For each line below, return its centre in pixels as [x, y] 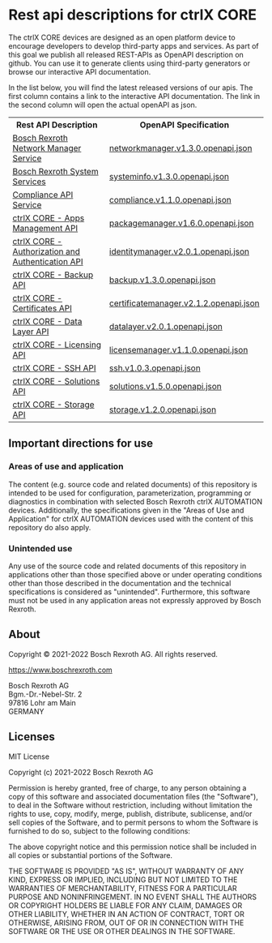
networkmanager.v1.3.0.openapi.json [181, 148]
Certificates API [42, 308]
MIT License [29, 757]
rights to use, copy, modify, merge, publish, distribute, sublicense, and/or [130, 813]
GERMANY [26, 711]
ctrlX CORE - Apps [49, 218]
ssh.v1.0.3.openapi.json [155, 368]
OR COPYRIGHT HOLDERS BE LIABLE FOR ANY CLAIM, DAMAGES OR [125, 905]
